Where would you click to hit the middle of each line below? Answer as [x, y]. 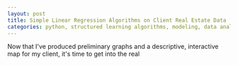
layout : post [27, 14]
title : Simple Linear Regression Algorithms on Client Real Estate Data [117, 20]
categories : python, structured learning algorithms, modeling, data [112, 27]
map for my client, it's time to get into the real [74, 54]
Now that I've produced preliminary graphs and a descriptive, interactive [113, 47]
